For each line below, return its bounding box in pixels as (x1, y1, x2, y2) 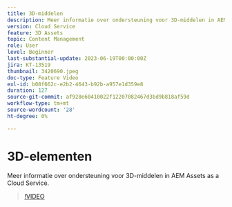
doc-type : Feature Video (7, 74, 79, 81)
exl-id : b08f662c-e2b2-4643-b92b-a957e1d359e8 (7, 81, 144, 88)
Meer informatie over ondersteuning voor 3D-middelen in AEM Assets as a (7, 171, 220, 179)
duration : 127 (7, 87, 48, 94)
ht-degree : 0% (7, 112, 48, 119)
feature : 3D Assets (7, 29, 64, 37)
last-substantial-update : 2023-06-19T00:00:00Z (7, 55, 147, 62)
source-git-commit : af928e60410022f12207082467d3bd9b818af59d (7, 94, 190, 101)
